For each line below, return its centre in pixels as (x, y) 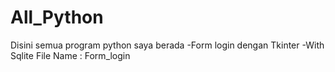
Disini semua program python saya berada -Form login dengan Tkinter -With (167, 45)
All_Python (57, 17)
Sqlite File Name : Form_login (70, 55)
